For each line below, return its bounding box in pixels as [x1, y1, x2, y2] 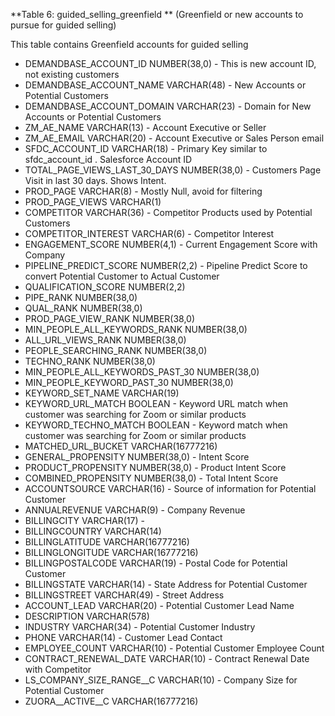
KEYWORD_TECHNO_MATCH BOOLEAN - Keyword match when [24, 419, 288, 431]
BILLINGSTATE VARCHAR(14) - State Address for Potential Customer [24, 579, 308, 590]
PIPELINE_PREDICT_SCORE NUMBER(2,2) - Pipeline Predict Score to [24, 260, 308, 271]
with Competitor [24, 664, 92, 675]
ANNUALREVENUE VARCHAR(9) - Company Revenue [24, 504, 246, 516]
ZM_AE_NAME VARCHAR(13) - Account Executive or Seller [24, 122, 267, 133]
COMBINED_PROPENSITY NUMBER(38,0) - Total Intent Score [24, 472, 279, 484]
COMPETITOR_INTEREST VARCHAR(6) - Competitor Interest [24, 228, 275, 239]
